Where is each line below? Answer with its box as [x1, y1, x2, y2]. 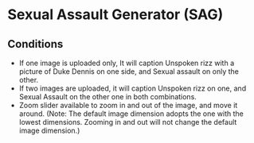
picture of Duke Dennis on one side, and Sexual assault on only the [18, 67, 240, 76]
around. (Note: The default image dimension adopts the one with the [18, 109, 244, 118]
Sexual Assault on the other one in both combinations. [18, 92, 197, 101]
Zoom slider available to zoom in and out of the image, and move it [18, 101, 238, 110]
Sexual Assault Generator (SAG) [7, 6, 224, 24]
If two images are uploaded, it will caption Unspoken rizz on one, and [18, 83, 247, 93]
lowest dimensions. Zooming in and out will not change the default [18, 118, 237, 126]
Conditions [7, 37, 64, 51]
